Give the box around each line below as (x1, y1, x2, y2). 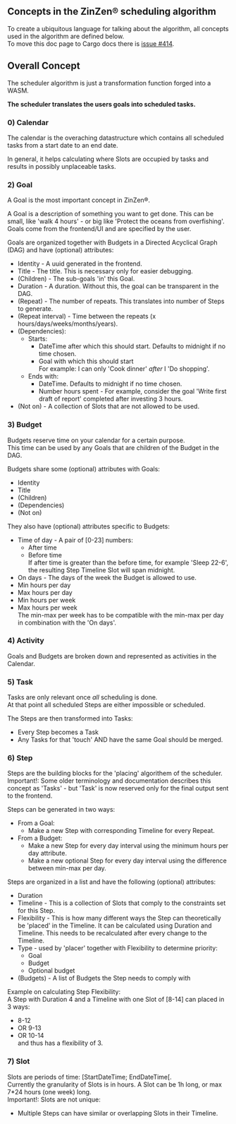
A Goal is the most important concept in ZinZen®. (7, 196, 150, 204)
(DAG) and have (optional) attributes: (7, 246, 114, 254)
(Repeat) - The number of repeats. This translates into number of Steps (17, 297, 225, 306)
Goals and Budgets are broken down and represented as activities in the (7, 651, 217, 660)
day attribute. (27, 849, 67, 858)
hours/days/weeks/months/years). (17, 319, 118, 328)
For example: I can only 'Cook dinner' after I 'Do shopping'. (38, 365, 210, 373)
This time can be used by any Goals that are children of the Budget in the (7, 443, 220, 451)
